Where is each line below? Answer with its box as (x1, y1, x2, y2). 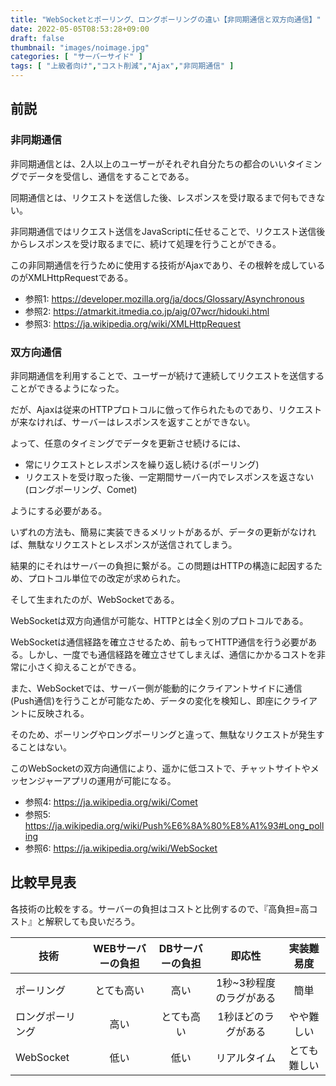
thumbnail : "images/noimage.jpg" (10, 42, 150, 53)
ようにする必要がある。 (10, 504, 108, 516)
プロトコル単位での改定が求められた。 (27, 572, 186, 584)
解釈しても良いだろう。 (44, 915, 141, 927)
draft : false (10, 33, 65, 43)
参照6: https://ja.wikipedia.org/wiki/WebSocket (24, 842, 218, 854)
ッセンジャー (10, 774, 63, 786)
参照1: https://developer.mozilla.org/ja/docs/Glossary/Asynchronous (24, 292, 305, 305)
